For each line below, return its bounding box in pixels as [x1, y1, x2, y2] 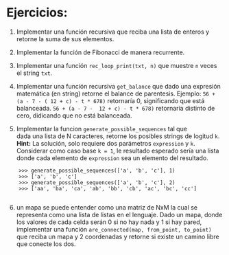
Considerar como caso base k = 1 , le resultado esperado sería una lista [16, 146, 219, 155]
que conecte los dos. [16, 239, 76, 248]
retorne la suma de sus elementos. [16, 34, 114, 43]
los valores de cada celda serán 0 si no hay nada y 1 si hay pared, [16, 218, 202, 226]
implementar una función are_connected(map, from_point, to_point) [16, 225, 212, 233]
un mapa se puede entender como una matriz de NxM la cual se [16, 203, 198, 211]
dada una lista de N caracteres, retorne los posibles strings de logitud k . [16, 132, 220, 140]
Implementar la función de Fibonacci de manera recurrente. [16, 48, 185, 56]
